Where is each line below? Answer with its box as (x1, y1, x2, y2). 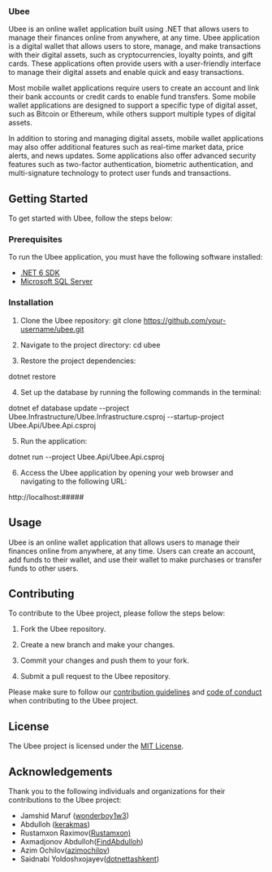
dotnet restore (8, 371, 57, 381)
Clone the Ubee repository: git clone (19, 315, 142, 325)
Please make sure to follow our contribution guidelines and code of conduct (8, 687, 262, 697)
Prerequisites (8, 234, 63, 245)
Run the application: (19, 436, 88, 445)
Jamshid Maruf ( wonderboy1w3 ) (19, 810, 130, 820)
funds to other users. (8, 563, 79, 573)
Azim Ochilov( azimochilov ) (19, 845, 110, 855)
